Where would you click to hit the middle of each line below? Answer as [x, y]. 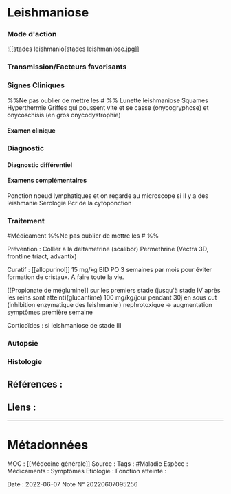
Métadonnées [48, 445]
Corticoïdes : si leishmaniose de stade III [64, 326]
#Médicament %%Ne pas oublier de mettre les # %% [83, 236]
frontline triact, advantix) [42, 256]
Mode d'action [32, 34]
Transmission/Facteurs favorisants [67, 67]
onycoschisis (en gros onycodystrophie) [64, 115]
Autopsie [23, 344]
